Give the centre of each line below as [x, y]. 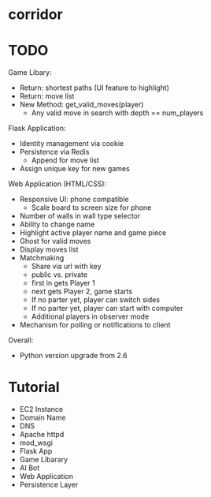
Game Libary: [30, 73]
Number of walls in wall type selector [80, 216]
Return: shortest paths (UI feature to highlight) [94, 88]
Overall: [21, 340]
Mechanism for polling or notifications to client [95, 325]
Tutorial [34, 387]
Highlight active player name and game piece [93, 233]
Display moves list [49, 249]
